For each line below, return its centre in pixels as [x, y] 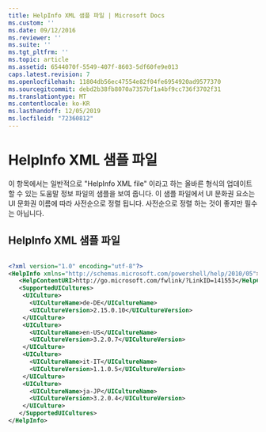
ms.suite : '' [30, 45]
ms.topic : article [38, 60]
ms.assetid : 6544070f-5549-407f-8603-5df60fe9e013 [93, 67]
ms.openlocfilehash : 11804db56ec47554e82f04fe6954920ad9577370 [115, 81]
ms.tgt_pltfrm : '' [38, 52]
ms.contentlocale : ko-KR [49, 104]
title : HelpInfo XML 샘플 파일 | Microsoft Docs [86, 15]
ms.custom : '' [32, 23]
